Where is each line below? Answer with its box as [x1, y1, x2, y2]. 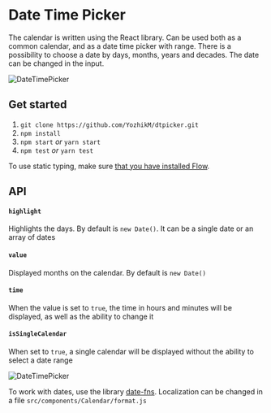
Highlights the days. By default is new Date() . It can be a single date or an [8, 224, 254, 233]
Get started [8, 98, 67, 111]
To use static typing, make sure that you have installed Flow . [8, 161, 210, 171]
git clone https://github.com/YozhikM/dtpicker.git [19, 120, 199, 129]
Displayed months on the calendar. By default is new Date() [8, 267, 207, 277]
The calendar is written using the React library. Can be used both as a [8, 33, 242, 42]
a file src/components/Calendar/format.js [8, 395, 148, 405]
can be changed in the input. [8, 59, 105, 68]
